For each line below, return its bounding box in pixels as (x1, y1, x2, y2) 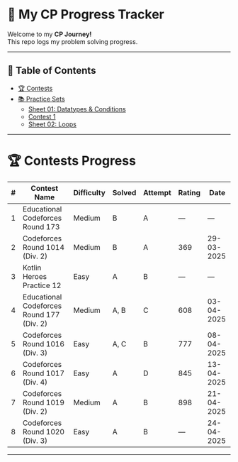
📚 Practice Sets (17, 94, 65, 103)
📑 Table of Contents (7, 65, 96, 77)
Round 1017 (22, 368, 65, 378)
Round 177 (22, 309, 60, 319)
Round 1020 (22, 427, 65, 436)
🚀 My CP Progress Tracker (7, 6, 165, 23)
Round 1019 (22, 397, 65, 407)
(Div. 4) (22, 377, 48, 387)
